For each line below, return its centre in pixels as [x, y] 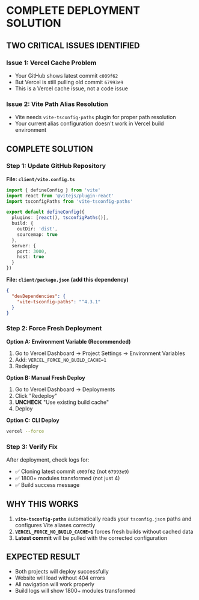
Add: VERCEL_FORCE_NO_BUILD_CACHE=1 [61, 359]
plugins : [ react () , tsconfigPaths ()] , [60, 218]
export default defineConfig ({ [45, 212]
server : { [24, 246]
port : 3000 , [32, 251]
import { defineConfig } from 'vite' [54, 190]
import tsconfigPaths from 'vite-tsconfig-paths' [70, 201]
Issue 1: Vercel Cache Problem [51, 63]
